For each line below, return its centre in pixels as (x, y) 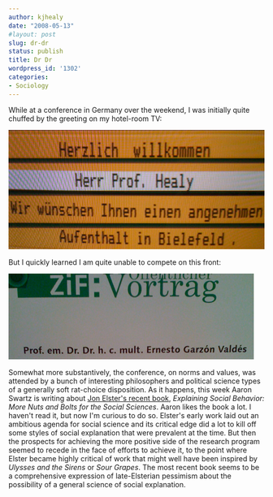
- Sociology (28, 85)
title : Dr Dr (30, 60)
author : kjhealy (36, 17)
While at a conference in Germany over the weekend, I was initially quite (129, 110)
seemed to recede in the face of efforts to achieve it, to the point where (128, 450)
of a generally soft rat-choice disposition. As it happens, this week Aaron (130, 389)
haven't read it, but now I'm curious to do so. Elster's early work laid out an (134, 415)
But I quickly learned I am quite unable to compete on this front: (115, 262)
